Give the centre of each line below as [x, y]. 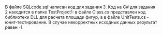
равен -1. [14, 27]
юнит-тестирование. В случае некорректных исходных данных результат [81, 22]
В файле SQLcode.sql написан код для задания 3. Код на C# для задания [80, 7]
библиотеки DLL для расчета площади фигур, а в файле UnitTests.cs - [77, 17]
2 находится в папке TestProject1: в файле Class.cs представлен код [75, 12]
